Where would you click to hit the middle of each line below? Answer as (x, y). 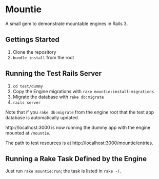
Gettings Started (33, 40)
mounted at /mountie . (28, 133)
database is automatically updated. (42, 117)
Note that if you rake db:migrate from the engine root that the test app (80, 112)
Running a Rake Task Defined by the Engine (76, 159)
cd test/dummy (28, 86)
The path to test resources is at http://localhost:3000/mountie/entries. (79, 143)
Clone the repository (34, 52)
